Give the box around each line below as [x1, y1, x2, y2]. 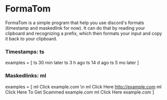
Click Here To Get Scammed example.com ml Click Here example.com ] [5, 89, 154, 95]
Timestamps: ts [5, 48, 44, 55]
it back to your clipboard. [5, 36, 58, 42]
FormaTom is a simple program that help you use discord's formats [5, 20, 144, 26]
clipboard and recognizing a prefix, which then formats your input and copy [5, 30, 162, 36]
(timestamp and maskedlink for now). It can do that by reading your [5, 25, 145, 31]
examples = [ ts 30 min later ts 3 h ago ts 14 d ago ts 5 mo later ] [5, 60, 139, 66]
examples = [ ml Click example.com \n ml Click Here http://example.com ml [5, 83, 162, 89]
